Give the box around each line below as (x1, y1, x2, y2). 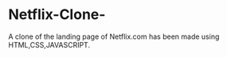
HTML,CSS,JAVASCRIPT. (8, 40, 90, 49)
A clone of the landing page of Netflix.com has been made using (8, 32, 220, 41)
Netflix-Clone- (8, 6, 106, 24)
